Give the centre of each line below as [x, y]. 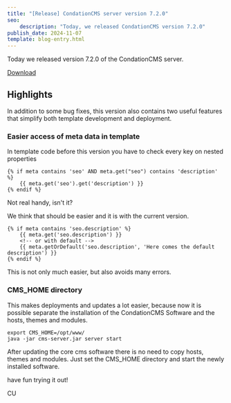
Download [22, 73]
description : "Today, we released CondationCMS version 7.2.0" [113, 26]
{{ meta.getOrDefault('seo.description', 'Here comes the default [117, 247]
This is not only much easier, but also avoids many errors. [89, 272]
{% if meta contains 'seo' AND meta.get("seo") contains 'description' [112, 172]
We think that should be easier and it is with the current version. [98, 216]
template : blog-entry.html [46, 40]
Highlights [30, 94]
